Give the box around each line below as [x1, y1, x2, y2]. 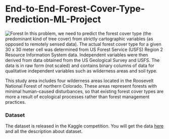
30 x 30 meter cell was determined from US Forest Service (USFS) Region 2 [5, 46, 163, 52]
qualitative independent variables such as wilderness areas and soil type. [5, 67, 158, 74]
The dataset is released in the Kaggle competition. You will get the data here [5, 123, 164, 129]
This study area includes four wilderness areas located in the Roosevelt [5, 78, 154, 84]
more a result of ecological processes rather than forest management [5, 94, 150, 100]
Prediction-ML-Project [5, 14, 101, 25]
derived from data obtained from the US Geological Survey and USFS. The [5, 57, 160, 63]
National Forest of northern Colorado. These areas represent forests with [5, 83, 157, 89]
